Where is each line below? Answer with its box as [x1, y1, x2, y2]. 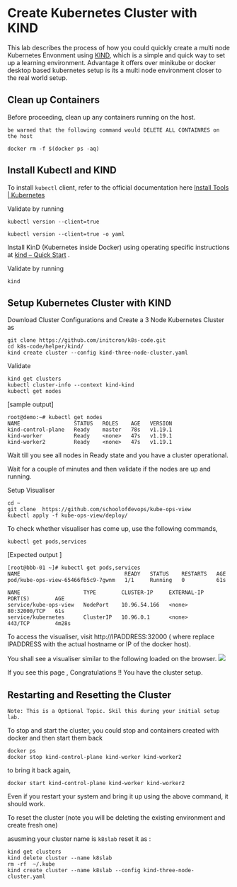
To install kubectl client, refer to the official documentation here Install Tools [7, 183, 229, 192]
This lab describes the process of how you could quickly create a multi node [7, 43, 230, 52]
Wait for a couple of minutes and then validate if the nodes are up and [7, 465, 211, 474]
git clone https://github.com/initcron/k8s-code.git [7, 337, 166, 344]
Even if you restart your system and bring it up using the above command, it [7, 792, 229, 801]
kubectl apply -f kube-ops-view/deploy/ [7, 512, 129, 520]
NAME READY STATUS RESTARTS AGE [7, 571, 226, 578]
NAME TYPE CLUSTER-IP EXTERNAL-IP [7, 589, 204, 596]
